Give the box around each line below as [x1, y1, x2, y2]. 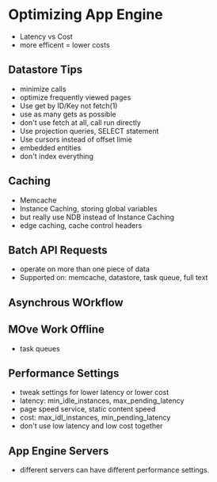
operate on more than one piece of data [19, 264, 150, 274]
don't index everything [19, 151, 93, 161]
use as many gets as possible [19, 109, 116, 119]
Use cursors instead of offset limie [19, 135, 132, 144]
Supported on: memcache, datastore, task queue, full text [19, 273, 208, 283]
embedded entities [19, 142, 82, 152]
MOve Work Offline [8, 323, 105, 336]
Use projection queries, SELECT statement [19, 126, 159, 135]
